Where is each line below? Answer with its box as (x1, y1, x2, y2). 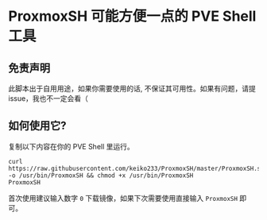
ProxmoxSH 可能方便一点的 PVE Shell (8, 7, 257, 25)
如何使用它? (8, 119, 67, 133)
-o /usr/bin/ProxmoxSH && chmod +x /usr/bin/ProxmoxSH (8, 172, 194, 179)
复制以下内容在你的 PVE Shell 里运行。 (8, 141, 135, 151)
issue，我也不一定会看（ (8, 94, 89, 103)
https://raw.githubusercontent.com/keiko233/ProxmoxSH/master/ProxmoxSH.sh (8, 164, 265, 172)
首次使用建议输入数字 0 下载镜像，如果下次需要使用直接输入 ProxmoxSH (8, 193, 238, 203)
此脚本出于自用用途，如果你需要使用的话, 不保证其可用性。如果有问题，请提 (8, 84, 256, 93)
